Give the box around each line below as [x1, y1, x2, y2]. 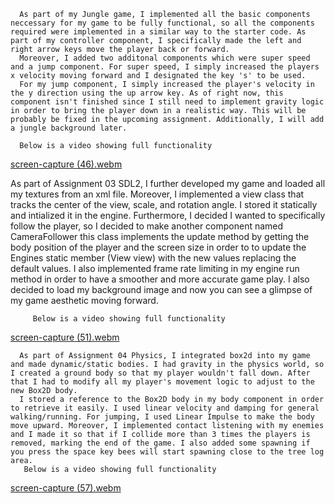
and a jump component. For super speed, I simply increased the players [10, 62, 320, 72]
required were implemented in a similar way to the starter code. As [10, 27, 307, 37]
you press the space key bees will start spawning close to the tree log [10, 447, 325, 457]
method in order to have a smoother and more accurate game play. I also [10, 273, 310, 285]
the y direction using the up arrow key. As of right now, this [10, 88, 284, 98]
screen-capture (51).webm [10, 331, 120, 343]
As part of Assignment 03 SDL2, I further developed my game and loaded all [10, 178, 326, 189]
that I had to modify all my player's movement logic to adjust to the [10, 377, 315, 387]
